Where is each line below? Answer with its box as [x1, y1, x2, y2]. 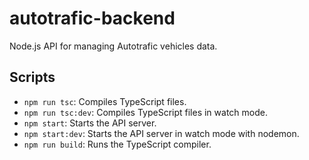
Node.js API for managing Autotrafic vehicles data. [9, 40, 218, 52]
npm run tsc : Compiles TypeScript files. [23, 95, 187, 107]
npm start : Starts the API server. [23, 117, 157, 129]
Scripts [9, 69, 56, 86]
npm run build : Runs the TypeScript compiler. [23, 138, 212, 150]
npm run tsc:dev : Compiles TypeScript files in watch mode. [23, 106, 268, 118]
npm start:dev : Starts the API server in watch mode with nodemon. [23, 127, 300, 139]
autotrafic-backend [9, 7, 176, 30]
